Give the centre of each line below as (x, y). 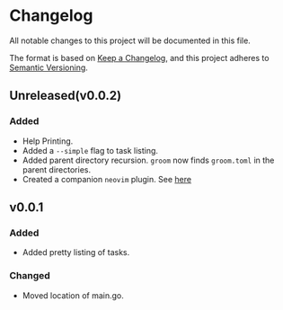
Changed (30, 276)
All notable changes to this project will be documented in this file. (130, 40)
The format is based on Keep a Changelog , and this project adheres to (139, 58)
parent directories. (57, 169)
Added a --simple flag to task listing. (90, 150)
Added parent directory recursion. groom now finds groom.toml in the (148, 160)
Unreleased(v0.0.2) (66, 96)
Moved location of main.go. (73, 295)
